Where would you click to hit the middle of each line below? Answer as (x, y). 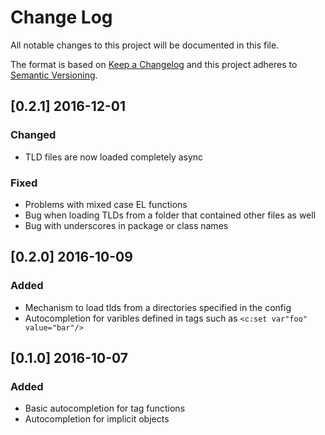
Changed (33, 135)
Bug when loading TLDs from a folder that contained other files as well (170, 215)
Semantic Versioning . (54, 75)
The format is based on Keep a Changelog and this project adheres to (154, 64)
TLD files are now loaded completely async (114, 157)
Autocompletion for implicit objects (97, 419)
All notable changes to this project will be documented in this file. (145, 45)
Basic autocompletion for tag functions (105, 408)
